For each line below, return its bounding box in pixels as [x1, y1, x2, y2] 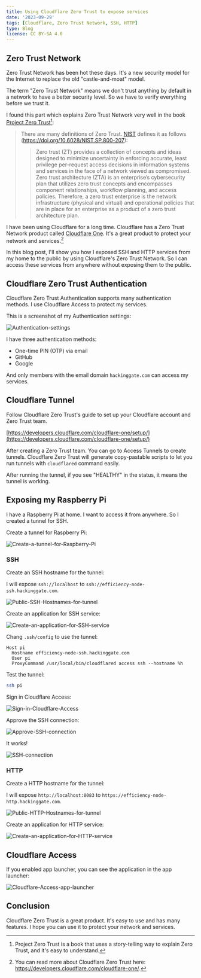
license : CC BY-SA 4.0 [6, 31, 63, 37]
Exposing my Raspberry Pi [6, 495, 106, 505]
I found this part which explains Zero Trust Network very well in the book [6, 111, 185, 118]
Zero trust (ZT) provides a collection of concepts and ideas [35, 148, 181, 156]
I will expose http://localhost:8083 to [6, 791, 101, 799]
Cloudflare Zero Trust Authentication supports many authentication [6, 294, 172, 302]
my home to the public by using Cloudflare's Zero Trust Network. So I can [6, 255, 188, 262]
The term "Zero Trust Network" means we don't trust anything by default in [6, 87, 192, 94]
